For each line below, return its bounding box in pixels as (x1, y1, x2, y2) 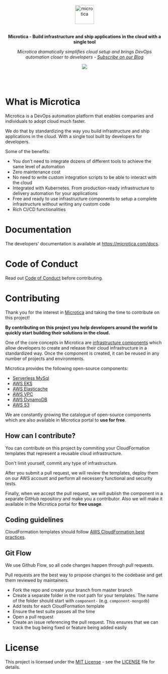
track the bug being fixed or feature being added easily (12, 625, 127, 631)
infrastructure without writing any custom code (12, 201, 110, 207)
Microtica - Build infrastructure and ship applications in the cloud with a (8, 34, 161, 39)
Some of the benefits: (5, 148, 50, 154)
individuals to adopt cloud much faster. (5, 118, 86, 124)
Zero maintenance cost (12, 169, 61, 175)
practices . (5, 534, 26, 541)
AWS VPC (12, 391, 34, 397)
